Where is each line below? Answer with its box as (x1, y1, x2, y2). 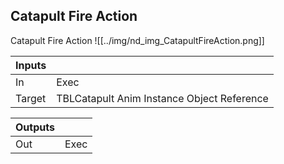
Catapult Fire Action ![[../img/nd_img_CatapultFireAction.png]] (10, 34, 265, 46)
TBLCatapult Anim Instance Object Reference (56, 91, 269, 105)
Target (15, 91, 47, 105)
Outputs (15, 120, 55, 134)
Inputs (15, 58, 47, 72)
